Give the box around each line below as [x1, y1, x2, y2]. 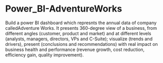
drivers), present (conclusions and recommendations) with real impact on [5, 41, 158, 47]
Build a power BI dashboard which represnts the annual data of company [5, 20, 157, 26]
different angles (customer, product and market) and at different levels [5, 30, 151, 36]
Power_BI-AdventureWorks [5, 3, 122, 15]
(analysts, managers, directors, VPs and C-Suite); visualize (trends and [5, 36, 153, 42]
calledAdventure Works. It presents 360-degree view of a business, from [5, 25, 157, 31]
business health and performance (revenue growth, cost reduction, [5, 46, 145, 52]
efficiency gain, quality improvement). [5, 51, 84, 58]
